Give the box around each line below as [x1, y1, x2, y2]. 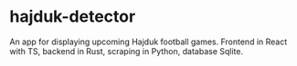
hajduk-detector [9, 6, 136, 27]
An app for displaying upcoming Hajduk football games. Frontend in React [9, 36, 288, 47]
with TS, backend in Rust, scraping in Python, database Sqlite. [9, 45, 244, 56]
